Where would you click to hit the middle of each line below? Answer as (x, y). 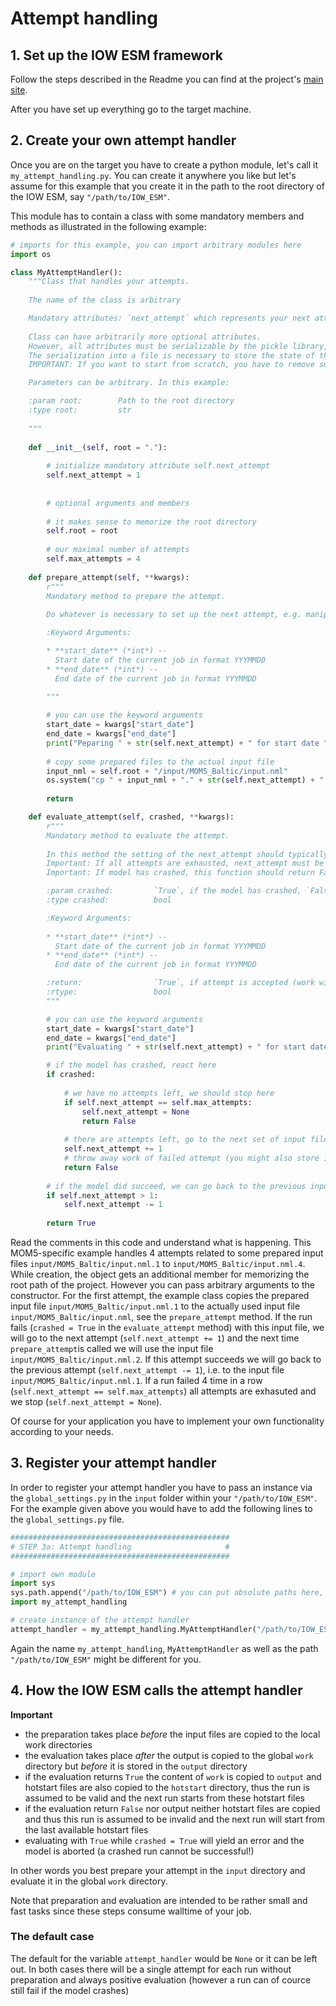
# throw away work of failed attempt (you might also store (191, 1158)
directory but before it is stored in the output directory (136, 1766)
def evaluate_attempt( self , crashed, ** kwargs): (131, 817)
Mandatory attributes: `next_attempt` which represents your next (169, 318)
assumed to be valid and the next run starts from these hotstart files (164, 1798)
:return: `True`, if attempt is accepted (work (180, 983)
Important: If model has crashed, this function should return (180, 873)
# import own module (53, 1574)
